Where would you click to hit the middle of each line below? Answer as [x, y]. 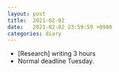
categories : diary [34, 34]
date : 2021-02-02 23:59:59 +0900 [60, 27]
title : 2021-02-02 [36, 20]
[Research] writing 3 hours [56, 54]
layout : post [27, 14]
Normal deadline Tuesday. [56, 61]
